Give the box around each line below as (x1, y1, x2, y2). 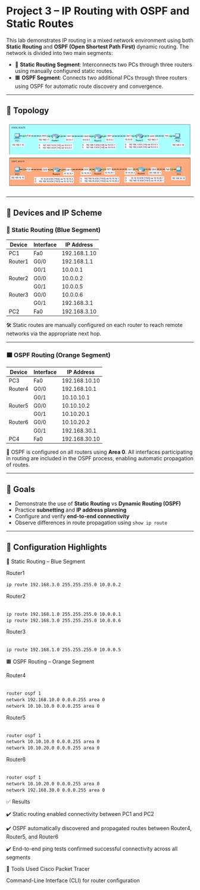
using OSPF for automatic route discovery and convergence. (14, 82, 164, 90)
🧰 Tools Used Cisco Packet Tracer (6, 865, 90, 872)
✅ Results (6, 798, 30, 805)
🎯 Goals (6, 484, 36, 494)
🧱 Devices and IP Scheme (6, 207, 102, 218)
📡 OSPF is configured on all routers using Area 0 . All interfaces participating (6, 448, 193, 455)
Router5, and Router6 (6, 833, 58, 840)
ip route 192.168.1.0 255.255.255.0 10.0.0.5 (6, 647, 121, 653)
